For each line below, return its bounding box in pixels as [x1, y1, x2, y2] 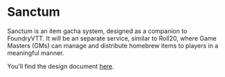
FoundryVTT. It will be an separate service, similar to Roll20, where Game [7, 34, 217, 42]
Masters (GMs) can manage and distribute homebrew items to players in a [7, 41, 219, 49]
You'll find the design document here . [7, 62, 114, 70]
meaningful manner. [7, 49, 64, 57]
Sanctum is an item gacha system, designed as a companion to [7, 27, 188, 35]
